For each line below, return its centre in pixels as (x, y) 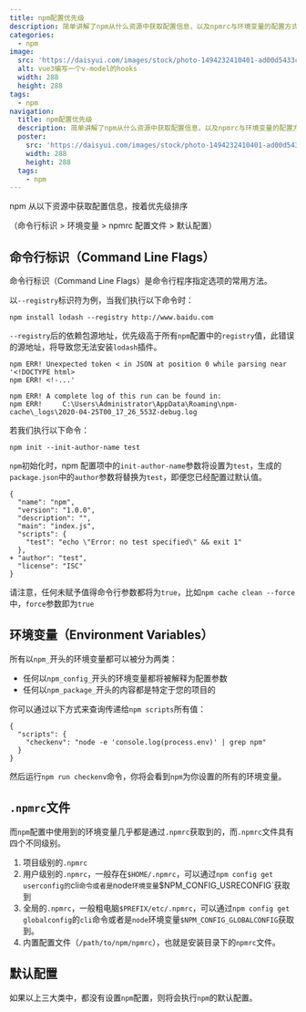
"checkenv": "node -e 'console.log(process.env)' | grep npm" (146, 742)
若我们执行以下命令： (49, 431)
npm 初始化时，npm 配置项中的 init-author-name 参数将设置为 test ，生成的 (146, 465)
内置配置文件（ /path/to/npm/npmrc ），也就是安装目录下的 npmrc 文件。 (151, 942)
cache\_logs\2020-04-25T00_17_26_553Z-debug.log (103, 412)
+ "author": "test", (49, 558)
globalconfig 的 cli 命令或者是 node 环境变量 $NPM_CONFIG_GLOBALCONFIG (150, 919)
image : (22, 52)
